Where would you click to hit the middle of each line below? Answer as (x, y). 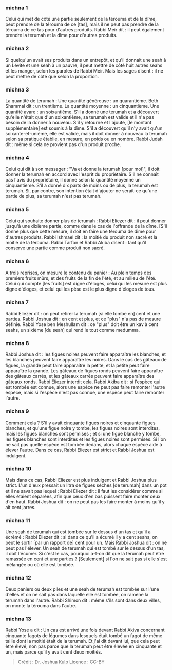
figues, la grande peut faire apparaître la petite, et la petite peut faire (78, 365)
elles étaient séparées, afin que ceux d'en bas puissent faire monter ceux (83, 496)
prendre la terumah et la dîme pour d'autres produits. (61, 35)
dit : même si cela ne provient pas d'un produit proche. (63, 144)
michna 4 (17, 157)
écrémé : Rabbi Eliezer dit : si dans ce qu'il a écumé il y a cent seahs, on (81, 537)
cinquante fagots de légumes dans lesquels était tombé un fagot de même (84, 635)
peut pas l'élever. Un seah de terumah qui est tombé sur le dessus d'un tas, (85, 548)
